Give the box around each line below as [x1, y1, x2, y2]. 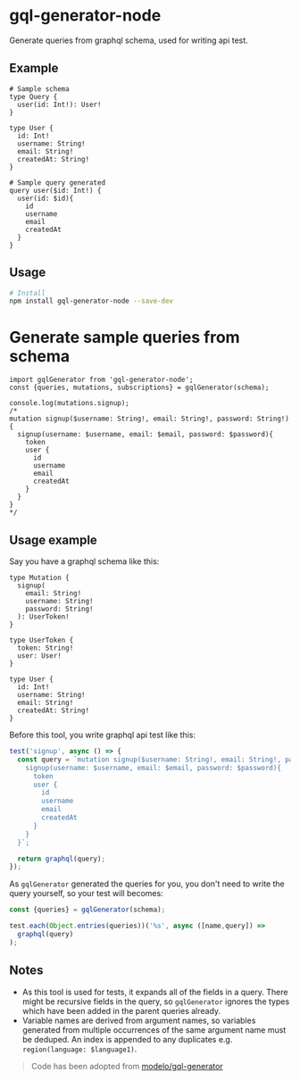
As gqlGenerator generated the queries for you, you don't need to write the [9, 878, 285, 889]
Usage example [9, 532, 98, 547]
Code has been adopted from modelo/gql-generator [30, 1060, 223, 1071]
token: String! [17, 644, 74, 652]
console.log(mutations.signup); [9, 399, 129, 408]
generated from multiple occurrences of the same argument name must [21, 1024, 287, 1035]
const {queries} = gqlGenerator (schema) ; [9, 905, 166, 915]
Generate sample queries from [9, 327, 240, 347]
